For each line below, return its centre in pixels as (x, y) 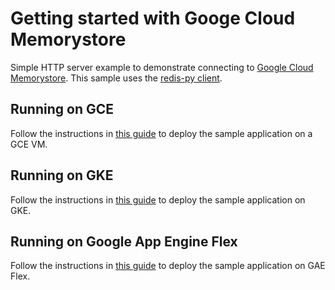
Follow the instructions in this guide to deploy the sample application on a (161, 133)
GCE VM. (29, 144)
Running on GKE (62, 175)
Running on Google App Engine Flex (124, 241)
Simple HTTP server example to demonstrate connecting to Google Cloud (162, 67)
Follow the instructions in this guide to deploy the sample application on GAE (168, 266)
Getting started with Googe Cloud (153, 18)
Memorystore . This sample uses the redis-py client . (116, 78)
